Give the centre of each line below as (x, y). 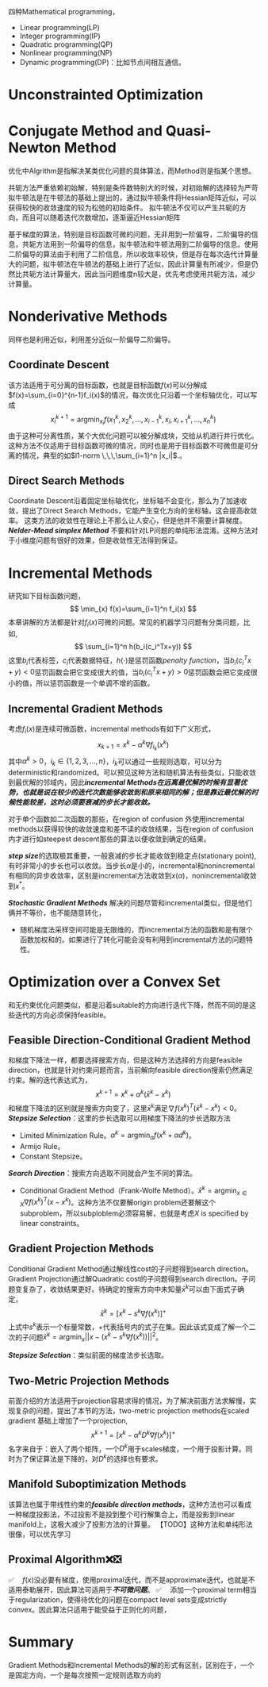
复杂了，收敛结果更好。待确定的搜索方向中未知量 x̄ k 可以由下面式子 (130, 1288)
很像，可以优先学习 (40, 1534)
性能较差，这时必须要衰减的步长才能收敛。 (84, 802)
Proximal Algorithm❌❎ (65, 1560)
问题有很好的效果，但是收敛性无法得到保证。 (109, 540)
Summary (41, 1642)
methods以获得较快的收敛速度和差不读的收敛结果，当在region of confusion (131, 828)
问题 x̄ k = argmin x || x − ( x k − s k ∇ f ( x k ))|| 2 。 (96, 1337)
